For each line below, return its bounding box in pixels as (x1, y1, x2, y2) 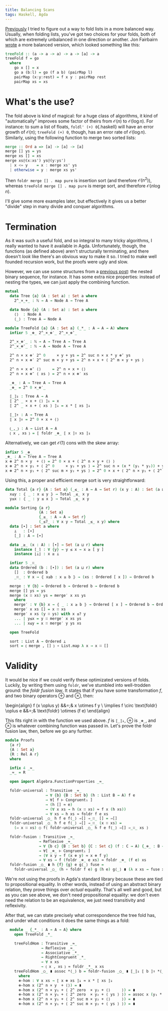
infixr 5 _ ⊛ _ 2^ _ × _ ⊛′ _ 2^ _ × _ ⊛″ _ (9, 330, 77, 335)
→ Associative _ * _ (40, 950, 79, 955)
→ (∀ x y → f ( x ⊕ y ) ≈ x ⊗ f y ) (38, 853, 108, 858)
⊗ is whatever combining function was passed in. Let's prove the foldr (5, 723, 152, 729)
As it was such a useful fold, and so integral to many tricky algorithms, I (5, 238, 152, 244)
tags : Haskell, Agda (5, 12, 48, 17)
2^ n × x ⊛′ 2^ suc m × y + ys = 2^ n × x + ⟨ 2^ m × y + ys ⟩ (9, 358, 144, 363)
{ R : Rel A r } (9, 751, 39, 757)
